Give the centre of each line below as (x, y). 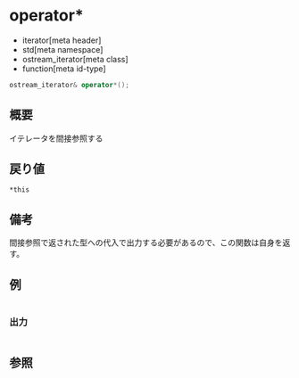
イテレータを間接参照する (56, 138)
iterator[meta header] (62, 40)
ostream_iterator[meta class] (75, 59)
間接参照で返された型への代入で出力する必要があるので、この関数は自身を (146, 242)
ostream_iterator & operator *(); (69, 85)
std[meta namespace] (62, 49)
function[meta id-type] (64, 69)
